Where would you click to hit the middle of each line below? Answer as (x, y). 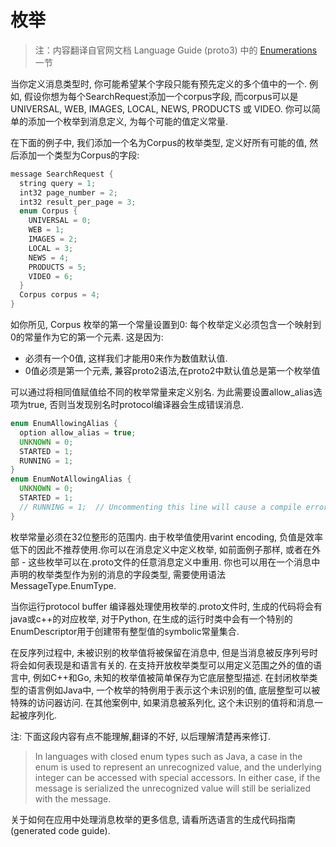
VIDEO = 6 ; (51, 276)
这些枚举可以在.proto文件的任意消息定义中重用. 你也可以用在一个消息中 (174, 562)
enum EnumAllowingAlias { (64, 424)
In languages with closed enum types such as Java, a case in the (168, 756)
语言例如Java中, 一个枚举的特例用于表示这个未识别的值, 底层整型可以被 (174, 690)
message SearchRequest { (62, 174)
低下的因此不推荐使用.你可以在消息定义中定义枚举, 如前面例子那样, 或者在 (161, 549)
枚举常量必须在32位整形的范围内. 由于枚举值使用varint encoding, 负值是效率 (167, 537)
